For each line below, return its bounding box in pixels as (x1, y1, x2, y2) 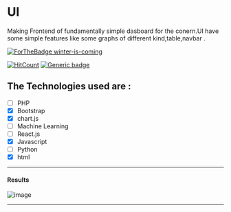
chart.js (16, 114, 39, 122)
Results (7, 176, 30, 184)
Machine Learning (16, 121, 69, 130)
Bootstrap (16, 106, 45, 115)
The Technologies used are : (7, 80, 131, 93)
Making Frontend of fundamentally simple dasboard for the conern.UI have (7, 27, 219, 35)
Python (16, 145, 38, 154)
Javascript (16, 138, 47, 146)
